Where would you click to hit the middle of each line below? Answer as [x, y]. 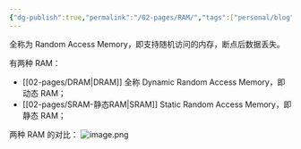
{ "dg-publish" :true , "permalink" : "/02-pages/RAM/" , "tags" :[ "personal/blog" [152, 17]
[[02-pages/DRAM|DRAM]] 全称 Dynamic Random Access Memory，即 [154, 82]
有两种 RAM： [35, 62]
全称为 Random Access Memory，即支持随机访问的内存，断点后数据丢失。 [147, 44]
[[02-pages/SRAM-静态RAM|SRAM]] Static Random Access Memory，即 [157, 104]
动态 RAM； [44, 93]
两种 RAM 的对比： [44, 134]
